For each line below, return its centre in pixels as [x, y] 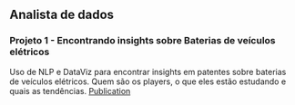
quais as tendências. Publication [70, 91]
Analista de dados [62, 15]
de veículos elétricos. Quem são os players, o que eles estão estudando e [148, 81]
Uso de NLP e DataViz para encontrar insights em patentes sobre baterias [148, 72]
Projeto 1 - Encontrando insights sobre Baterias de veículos [142, 41]
